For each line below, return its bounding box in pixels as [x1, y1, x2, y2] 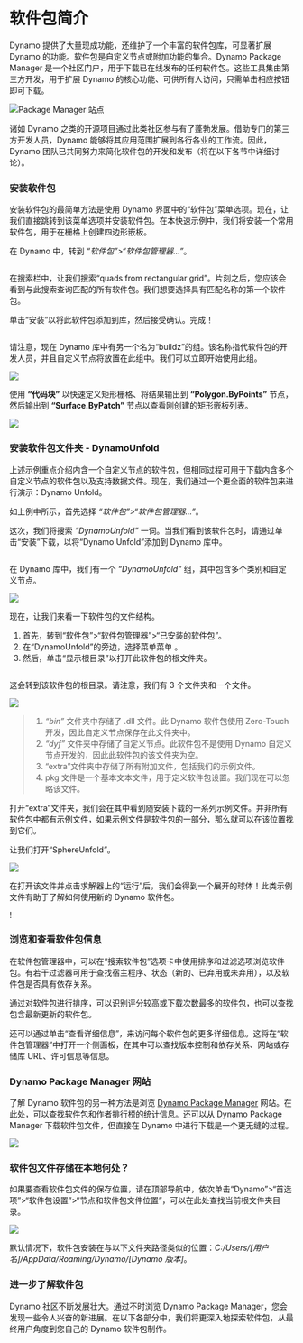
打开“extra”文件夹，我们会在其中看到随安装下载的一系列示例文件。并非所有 [9, 802, 289, 813]
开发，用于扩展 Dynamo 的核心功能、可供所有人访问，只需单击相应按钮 [24, 73, 290, 84]
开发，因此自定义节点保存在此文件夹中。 [44, 727, 196, 738]
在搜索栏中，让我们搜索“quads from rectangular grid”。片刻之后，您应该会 [9, 272, 287, 284]
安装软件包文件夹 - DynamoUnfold [9, 442, 160, 455]
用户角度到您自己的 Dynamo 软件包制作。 [16, 1323, 171, 1334]
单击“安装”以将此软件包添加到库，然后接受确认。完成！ [9, 315, 215, 326]
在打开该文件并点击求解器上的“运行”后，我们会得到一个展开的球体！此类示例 [9, 880, 293, 891]
